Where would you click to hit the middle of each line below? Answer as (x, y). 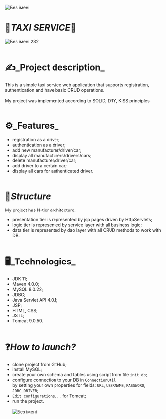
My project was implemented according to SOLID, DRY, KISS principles (77, 100)
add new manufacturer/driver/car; (47, 150)
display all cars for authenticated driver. (53, 171)
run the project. (28, 401)
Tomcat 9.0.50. (28, 321)
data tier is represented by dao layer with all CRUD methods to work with (86, 230)
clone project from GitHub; (39, 364)
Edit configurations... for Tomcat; (49, 396)
